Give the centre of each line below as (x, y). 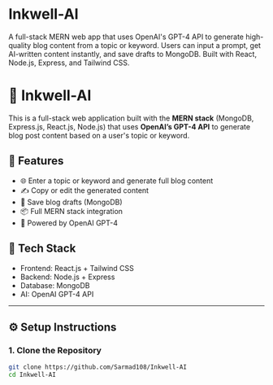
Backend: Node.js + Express (67, 277)
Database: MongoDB (55, 285)
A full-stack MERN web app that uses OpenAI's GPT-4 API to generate (126, 37)
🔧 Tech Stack (42, 249)
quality (20, 45)
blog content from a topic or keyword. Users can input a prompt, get (147, 45)
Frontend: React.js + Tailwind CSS (77, 268)
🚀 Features (36, 161)
